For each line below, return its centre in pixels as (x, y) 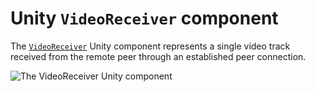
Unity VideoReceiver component (144, 18)
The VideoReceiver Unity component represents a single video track (150, 46)
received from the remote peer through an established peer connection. (158, 56)
